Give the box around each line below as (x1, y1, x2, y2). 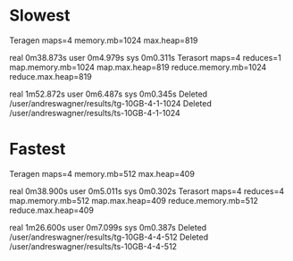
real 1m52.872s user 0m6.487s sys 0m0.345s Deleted (9, 88, 208, 99)
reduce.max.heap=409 (9, 205, 94, 215)
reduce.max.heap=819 (9, 71, 92, 81)
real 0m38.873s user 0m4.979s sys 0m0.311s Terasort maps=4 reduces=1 (9, 52, 281, 63)
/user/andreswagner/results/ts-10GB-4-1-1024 (9, 107, 180, 118)
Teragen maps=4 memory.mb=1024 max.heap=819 (9, 35, 198, 46)
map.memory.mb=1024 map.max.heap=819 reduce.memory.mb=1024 (9, 62, 267, 72)
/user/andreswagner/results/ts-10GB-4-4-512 (9, 240, 177, 251)
